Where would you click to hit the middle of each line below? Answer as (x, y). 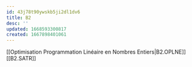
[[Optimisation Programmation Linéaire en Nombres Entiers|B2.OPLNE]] (96, 52)
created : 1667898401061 (37, 35)
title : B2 (19, 18)
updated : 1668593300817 (37, 29)
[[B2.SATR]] (21, 58)
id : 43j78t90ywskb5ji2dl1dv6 (43, 12)
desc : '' (17, 23)
